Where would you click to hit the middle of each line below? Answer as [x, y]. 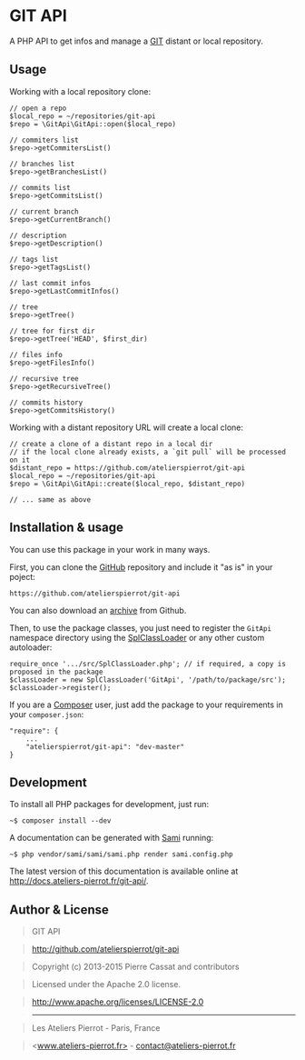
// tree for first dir [52, 331]
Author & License [59, 910]
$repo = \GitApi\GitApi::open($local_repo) [93, 124]
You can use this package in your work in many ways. [110, 549]
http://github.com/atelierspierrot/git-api [105, 949]
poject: [23, 576]
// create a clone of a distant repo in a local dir [111, 444]
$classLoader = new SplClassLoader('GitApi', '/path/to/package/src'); [148, 680]
